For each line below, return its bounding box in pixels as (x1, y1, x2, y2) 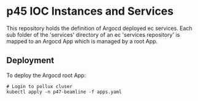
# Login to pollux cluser (6, 83, 72, 89)
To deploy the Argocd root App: (6, 72, 86, 79)
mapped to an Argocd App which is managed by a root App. (6, 37, 158, 45)
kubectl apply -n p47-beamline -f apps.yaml (6, 89, 122, 95)
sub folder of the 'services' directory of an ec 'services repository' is (6, 31, 180, 38)
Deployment (6, 55, 55, 65)
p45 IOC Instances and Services (6, 4, 173, 18)
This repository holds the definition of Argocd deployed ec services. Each (6, 24, 192, 32)
